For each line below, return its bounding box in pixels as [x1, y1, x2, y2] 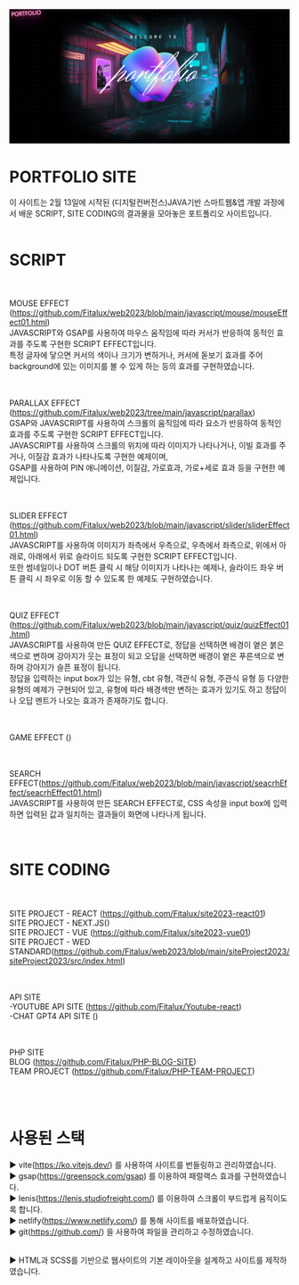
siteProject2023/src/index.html [9, 956, 123, 967]
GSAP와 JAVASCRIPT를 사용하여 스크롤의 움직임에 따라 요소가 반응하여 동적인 [9, 418, 282, 429]
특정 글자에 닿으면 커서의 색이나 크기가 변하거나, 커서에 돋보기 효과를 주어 [9, 350, 263, 360]
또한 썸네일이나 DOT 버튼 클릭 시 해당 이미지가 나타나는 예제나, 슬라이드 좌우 [9, 562, 275, 573]
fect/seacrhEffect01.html [9, 787, 100, 798]
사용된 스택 [9, 1128, 85, 1149]
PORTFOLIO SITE [9, 167, 137, 186]
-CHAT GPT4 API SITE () [9, 1011, 99, 1022]
